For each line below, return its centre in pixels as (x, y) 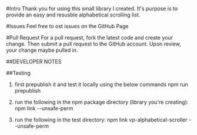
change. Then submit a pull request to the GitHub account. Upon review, (94, 44)
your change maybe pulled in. (42, 50)
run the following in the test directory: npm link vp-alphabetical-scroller (101, 120)
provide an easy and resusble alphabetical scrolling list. (73, 15)
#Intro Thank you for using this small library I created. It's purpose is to (92, 9)
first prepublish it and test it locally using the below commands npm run (101, 84)
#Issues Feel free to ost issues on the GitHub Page (67, 26)
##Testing (19, 73)
